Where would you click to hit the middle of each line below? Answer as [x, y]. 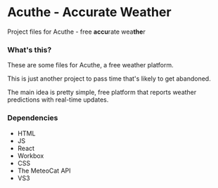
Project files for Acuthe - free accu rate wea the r [76, 32]
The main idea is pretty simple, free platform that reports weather [102, 93]
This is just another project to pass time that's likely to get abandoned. [109, 79]
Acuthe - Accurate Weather [89, 12]
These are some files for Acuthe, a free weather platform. [90, 65]
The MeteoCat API [44, 170]
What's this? [30, 50]
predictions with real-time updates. [58, 100]
